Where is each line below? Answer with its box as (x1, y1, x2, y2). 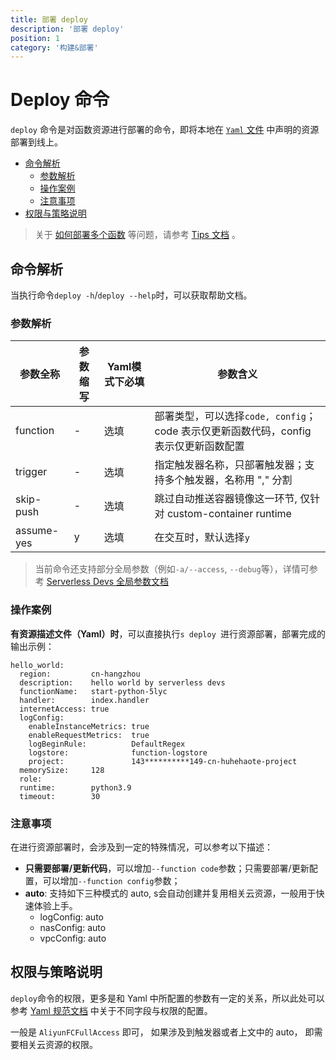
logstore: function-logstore (28, 747, 208, 758)
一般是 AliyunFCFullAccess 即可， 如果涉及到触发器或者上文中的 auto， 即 (10, 1026, 315, 1038)
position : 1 (10, 33, 60, 43)
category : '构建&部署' (10, 42, 99, 53)
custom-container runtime (166, 507, 292, 521)
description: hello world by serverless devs (19, 677, 226, 688)
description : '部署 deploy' (10, 24, 125, 34)
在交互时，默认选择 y (154, 531, 250, 545)
